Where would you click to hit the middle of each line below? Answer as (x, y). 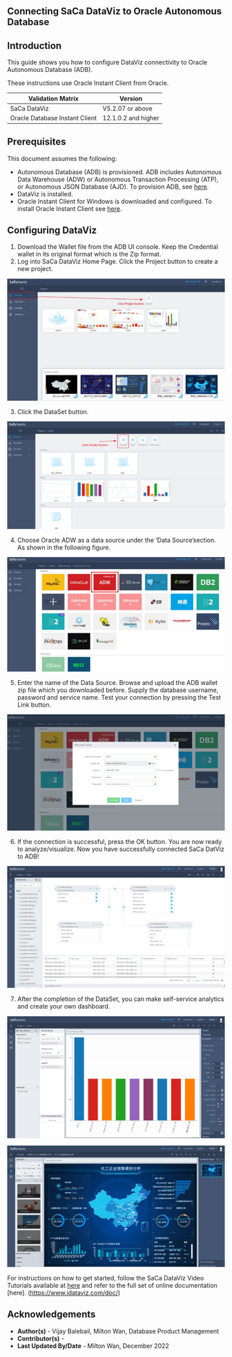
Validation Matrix (54, 98)
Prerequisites (37, 142)
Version (131, 98)
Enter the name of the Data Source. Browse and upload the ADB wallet (117, 683)
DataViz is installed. (45, 194)
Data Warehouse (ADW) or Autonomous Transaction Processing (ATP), (118, 179)
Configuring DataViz (52, 230)
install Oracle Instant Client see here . (69, 208)
